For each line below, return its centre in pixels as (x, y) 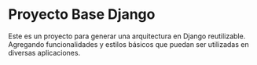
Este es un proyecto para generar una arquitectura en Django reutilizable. (127, 36)
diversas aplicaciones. (44, 52)
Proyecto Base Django (82, 14)
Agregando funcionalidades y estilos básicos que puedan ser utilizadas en (128, 44)
